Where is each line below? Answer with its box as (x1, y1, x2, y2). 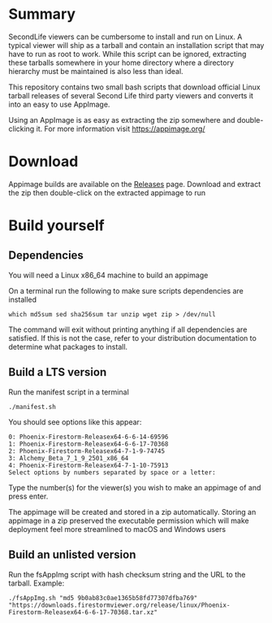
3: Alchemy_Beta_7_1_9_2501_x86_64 (8, 454, 129, 462)
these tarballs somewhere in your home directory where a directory (8, 58, 234, 68)
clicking (8, 124, 35, 133)
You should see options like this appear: (8, 416, 142, 427)
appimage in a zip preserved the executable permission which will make (8, 516, 249, 525)
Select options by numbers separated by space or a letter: (8, 468, 217, 477)
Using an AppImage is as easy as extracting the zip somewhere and (8, 115, 235, 124)
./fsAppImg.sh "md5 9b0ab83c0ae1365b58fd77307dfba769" (8, 594, 198, 602)
